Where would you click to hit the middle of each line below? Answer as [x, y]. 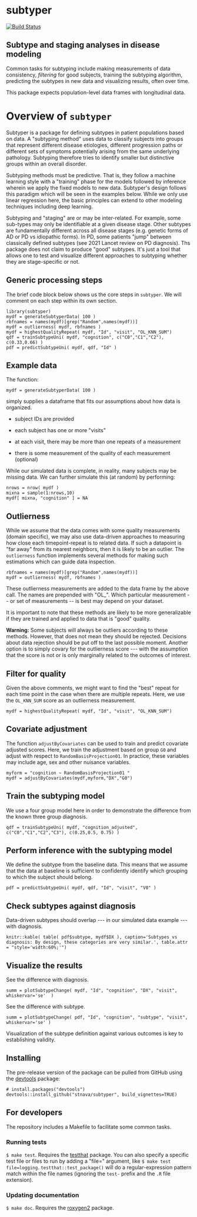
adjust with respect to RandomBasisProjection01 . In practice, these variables [98, 756]
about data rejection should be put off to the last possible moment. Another [97, 643]
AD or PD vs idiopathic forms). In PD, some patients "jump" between [89, 237]
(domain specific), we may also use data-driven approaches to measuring [96, 537]
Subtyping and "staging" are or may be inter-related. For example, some [94, 218]
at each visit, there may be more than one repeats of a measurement [98, 442]
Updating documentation [43, 1195]
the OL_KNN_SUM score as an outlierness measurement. [71, 700]
